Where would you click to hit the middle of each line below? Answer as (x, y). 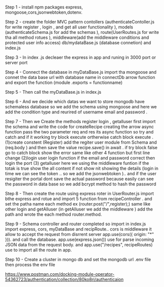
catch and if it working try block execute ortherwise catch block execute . (79, 137)
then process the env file (30, 265)
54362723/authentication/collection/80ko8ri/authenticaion (64, 279)
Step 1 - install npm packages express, (44, 7)
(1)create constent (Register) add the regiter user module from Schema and (81, 142)
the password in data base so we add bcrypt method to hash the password (81, 184)
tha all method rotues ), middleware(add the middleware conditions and (77, 37)
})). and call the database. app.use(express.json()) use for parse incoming (80, 239)
